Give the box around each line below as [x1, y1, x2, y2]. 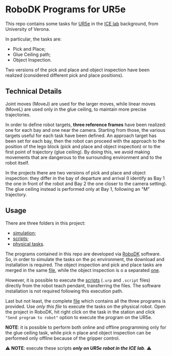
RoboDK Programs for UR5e [5, 4, 126, 15]
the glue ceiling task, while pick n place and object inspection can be [5, 329, 151, 335]
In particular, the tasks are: [5, 36, 62, 42]
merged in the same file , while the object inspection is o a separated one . [5, 267, 161, 273]
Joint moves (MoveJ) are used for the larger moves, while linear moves [5, 101, 156, 107]
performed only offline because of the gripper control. [5, 335, 120, 341]
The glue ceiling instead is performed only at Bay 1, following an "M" [5, 186, 150, 192]
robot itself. [5, 160, 30, 166]
